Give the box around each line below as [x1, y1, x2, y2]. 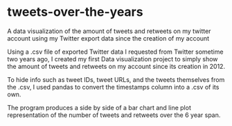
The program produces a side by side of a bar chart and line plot [7, 103, 192, 112]
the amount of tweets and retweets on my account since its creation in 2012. [7, 62, 226, 70]
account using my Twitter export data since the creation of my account [7, 34, 210, 42]
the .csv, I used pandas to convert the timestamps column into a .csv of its [7, 83, 220, 91]
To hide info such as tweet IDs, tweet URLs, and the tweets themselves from [7, 75, 225, 83]
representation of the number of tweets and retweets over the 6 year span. [7, 111, 221, 119]
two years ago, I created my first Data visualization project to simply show [7, 54, 218, 63]
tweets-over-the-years [7, 4, 143, 20]
